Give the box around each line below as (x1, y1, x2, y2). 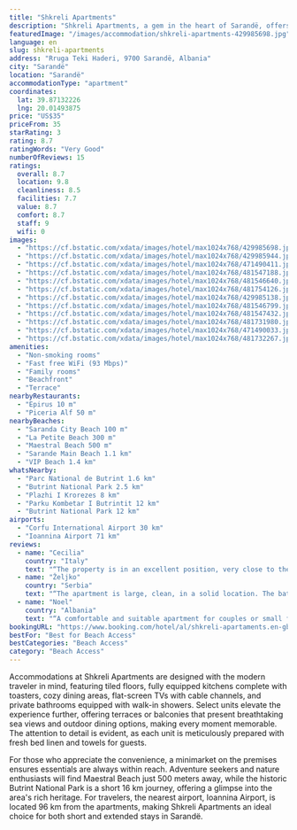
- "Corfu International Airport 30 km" (17, 524, 164, 532)
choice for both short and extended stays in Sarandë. (9, 811, 203, 821)
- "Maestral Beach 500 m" (17, 441, 113, 450)
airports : (9, 516, 46, 524)
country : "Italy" (25, 556, 89, 565)
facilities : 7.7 (17, 194, 77, 204)
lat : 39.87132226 (17, 95, 81, 105)
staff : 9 (17, 219, 49, 228)
